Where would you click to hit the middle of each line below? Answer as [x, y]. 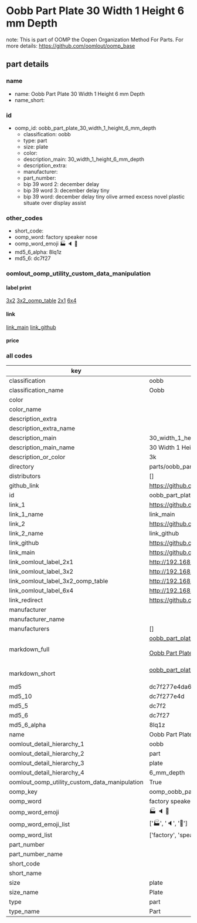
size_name [24, 892]
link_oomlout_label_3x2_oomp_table [59, 581]
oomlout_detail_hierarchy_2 [47, 754]
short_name [26, 873]
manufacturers [29, 629]
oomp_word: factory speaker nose [56, 237]
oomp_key [23, 792]
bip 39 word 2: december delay [61, 184]
